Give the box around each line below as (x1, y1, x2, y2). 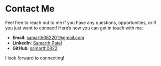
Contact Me (5, 3, 55, 14)
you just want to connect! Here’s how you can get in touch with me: (5, 24, 144, 30)
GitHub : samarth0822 (12, 45, 58, 51)
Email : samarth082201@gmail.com (12, 34, 85, 40)
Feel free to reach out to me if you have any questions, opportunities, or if (5, 19, 157, 25)
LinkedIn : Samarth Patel (12, 39, 62, 45)
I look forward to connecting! (5, 54, 65, 60)
